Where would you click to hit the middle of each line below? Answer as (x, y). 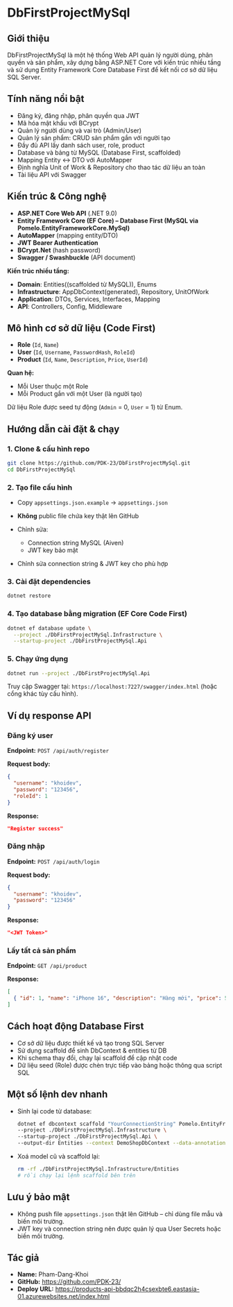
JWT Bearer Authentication (58, 242)
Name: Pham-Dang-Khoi (53, 1274)
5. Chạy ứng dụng (38, 659)
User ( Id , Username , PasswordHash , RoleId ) (76, 352)
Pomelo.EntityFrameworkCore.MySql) (74, 228)
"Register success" (35, 828)
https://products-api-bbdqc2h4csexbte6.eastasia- (127, 1289)
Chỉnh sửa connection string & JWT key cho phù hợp (93, 564)
